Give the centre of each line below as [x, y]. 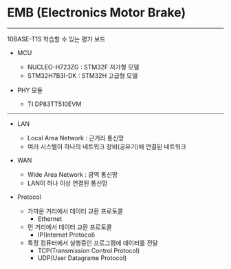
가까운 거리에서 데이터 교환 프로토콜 [75, 211]
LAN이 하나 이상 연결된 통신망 [67, 183]
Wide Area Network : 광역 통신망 [73, 174]
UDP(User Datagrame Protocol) [82, 258]
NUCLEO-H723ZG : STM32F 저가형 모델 [83, 67]
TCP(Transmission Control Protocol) [89, 250]
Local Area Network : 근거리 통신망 [76, 138]
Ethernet [50, 219]
